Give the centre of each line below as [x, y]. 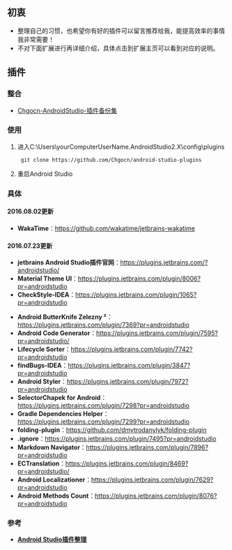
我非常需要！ [36, 39]
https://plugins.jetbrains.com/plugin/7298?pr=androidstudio [103, 406]
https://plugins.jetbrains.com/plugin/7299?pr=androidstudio [103, 422]
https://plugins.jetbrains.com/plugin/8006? [139, 278]
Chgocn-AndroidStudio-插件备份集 [67, 110]
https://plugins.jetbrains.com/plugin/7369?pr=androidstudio [103, 325]
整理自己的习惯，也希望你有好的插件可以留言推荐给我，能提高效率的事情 [121, 31]
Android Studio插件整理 [52, 540]
